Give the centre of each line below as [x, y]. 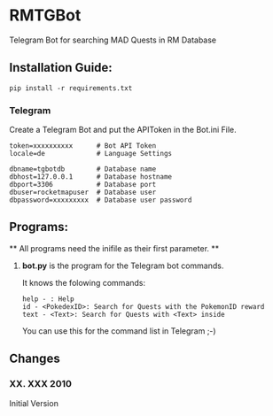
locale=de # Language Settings [91, 154]
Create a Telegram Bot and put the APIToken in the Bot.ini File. [123, 130]
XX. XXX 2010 [41, 384]
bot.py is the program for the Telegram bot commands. [123, 266]
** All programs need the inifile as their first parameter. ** [114, 248]
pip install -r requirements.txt [71, 88]
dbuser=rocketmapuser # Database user [83, 193]
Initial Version [34, 403]
